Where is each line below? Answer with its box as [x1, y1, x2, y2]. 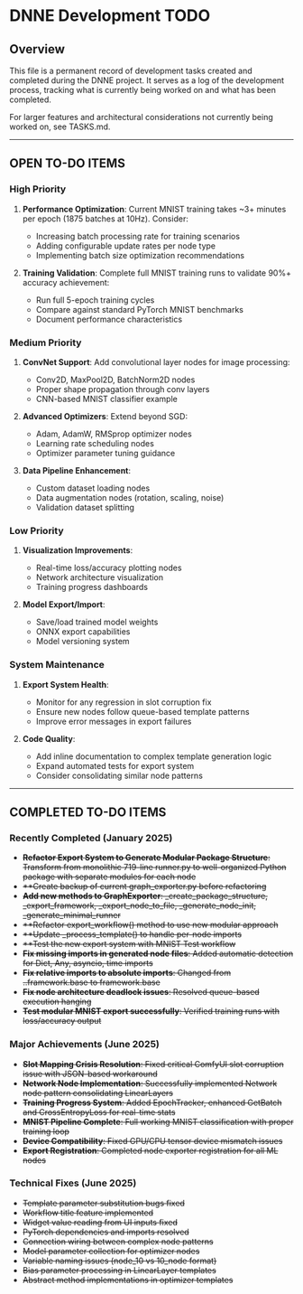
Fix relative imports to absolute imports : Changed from [22, 968, 232, 979]
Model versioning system [35, 636, 130, 647]
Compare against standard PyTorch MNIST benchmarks [35, 304, 243, 314]
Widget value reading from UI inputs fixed [22, 1216, 179, 1227]
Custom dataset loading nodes [35, 483, 151, 493]
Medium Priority [9, 336, 82, 349]
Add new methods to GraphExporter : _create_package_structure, [22, 891, 269, 902]
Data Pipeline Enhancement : [22, 464, 132, 475]
